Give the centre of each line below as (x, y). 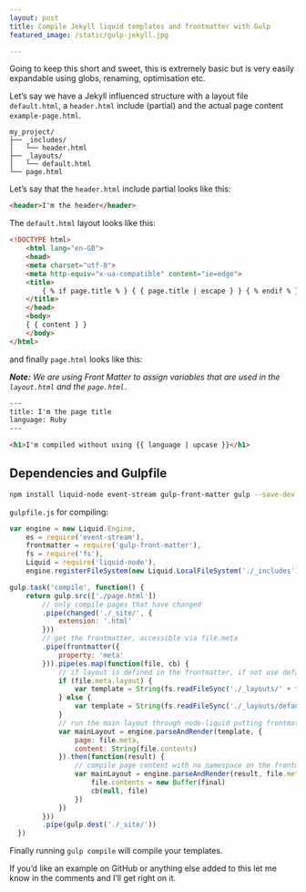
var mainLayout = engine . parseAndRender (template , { (160, 731)
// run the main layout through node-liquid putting (160, 723)
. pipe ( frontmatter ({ (81, 647)
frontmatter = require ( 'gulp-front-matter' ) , (114, 545)
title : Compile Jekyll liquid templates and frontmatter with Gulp (140, 26)
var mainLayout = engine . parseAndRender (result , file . (180, 774)
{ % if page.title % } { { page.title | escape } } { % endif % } (171, 291)
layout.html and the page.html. (69, 386)
